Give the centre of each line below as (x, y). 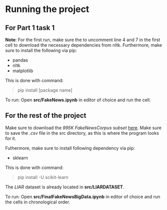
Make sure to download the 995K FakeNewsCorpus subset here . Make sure (83, 128)
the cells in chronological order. (38, 202)
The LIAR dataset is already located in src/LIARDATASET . (65, 187)
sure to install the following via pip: (41, 50)
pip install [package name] (45, 90)
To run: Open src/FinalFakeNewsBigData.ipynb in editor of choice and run (83, 196)
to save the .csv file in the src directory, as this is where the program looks (82, 133)
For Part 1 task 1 (30, 28)
